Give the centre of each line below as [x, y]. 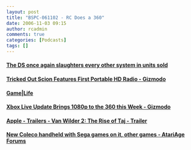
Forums [16, 141]
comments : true [26, 35]
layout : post [23, 12]
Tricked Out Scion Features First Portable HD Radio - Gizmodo [86, 79]
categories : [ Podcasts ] [36, 40]
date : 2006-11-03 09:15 [36, 23]
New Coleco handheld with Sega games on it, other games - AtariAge [95, 135]
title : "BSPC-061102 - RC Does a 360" [55, 18]
